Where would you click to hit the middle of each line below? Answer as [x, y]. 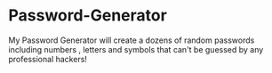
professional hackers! [48, 59]
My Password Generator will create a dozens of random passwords [132, 40]
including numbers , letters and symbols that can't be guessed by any [136, 49]
